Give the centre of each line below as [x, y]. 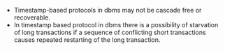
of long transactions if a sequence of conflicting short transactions [110, 32]
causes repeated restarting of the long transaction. [87, 40]
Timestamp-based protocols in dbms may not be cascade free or [108, 10]
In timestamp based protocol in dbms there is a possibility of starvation [116, 25]
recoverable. [32, 17]
